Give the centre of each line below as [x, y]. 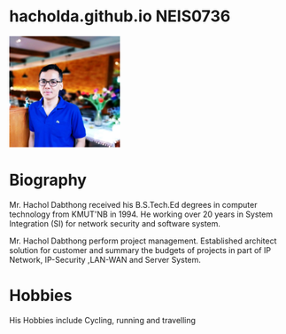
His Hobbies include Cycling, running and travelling [103, 320]
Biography [48, 180]
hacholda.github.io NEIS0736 [120, 16]
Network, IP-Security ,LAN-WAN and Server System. [105, 259]
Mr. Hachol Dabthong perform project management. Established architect [143, 241]
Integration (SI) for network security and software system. [115, 223]
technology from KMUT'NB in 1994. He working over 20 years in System [141, 214]
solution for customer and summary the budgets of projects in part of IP [140, 250]
